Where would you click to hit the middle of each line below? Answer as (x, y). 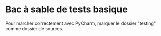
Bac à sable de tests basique (67, 9)
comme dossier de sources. (34, 28)
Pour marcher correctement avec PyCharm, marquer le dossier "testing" (80, 23)
